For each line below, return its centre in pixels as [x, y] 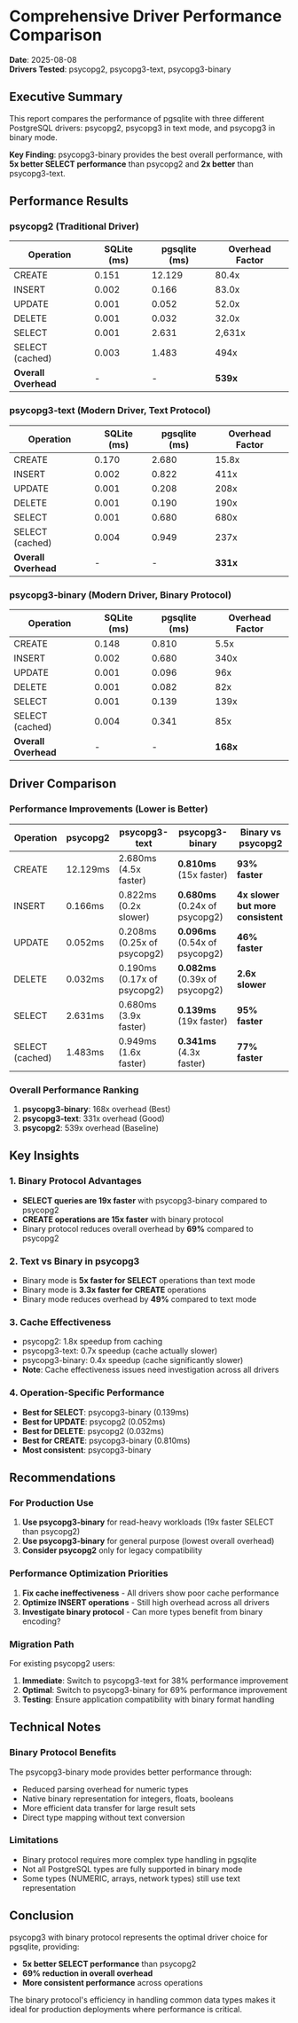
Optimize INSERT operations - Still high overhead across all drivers [146, 1602]
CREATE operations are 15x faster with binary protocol [123, 1219]
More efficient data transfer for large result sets [109, 1807]
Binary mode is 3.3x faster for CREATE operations [114, 1290]
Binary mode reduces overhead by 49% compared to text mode [139, 1299]
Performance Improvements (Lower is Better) [109, 809]
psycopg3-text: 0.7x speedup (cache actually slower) [120, 1351]
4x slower [258, 895]
